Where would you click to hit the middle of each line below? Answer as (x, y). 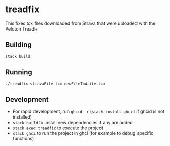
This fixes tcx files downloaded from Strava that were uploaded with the (80, 23)
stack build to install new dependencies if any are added (73, 123)
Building (19, 45)
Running (19, 72)
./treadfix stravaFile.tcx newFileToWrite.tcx (55, 84)
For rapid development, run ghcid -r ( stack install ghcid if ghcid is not (89, 112)
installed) (22, 117)
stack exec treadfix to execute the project (58, 128)
